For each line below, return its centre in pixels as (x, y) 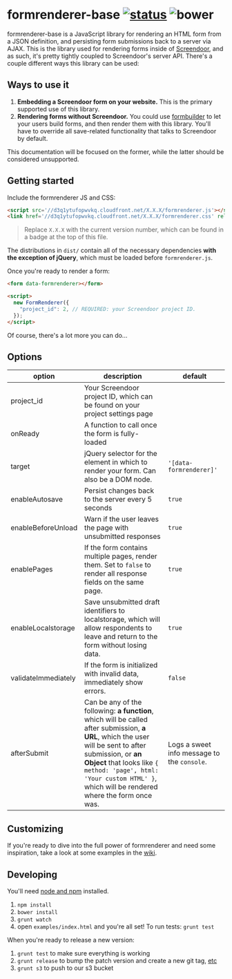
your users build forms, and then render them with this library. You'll (114, 124)
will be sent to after (115, 745)
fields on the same (114, 582)
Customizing (35, 829)
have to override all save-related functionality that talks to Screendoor (117, 131)
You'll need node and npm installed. (58, 891)
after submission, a (115, 728)
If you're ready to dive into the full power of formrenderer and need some (112, 846)
